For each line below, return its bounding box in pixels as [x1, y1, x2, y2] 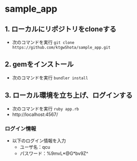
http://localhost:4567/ [12, 111, 58, 118]
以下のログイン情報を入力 [12, 137, 66, 144]
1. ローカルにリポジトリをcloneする [5, 25, 117, 33]
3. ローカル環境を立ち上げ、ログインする [5, 91, 133, 100]
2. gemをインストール [5, 60, 74, 69]
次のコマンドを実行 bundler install [12, 75, 89, 81]
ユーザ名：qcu [19, 144, 50, 150]
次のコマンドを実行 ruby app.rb [12, 105, 79, 111]
